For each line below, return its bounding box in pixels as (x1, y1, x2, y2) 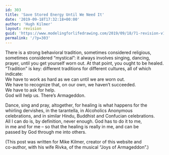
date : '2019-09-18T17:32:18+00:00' (5, 17, 80, 22)
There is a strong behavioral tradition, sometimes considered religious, (5, 49, 152, 56)
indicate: (5, 71, 24, 77)
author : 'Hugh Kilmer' (5, 21, 53, 27)
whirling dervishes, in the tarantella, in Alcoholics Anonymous (5, 107, 133, 114)
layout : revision (5, 26, 42, 31)
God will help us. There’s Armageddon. (5, 92, 86, 98)
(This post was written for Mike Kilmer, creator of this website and (5, 138, 142, 144)
